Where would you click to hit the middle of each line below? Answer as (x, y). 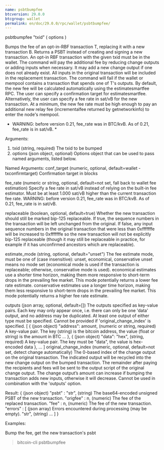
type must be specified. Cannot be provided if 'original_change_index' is (78, 321)
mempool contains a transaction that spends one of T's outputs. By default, (81, 83)
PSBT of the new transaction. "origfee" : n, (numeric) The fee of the (73, 398)
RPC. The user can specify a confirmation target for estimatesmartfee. (76, 94)
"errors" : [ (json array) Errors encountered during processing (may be (76, 409)
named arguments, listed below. (44, 159)
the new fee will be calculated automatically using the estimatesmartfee (77, 88)
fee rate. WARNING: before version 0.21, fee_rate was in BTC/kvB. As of (77, 199)
